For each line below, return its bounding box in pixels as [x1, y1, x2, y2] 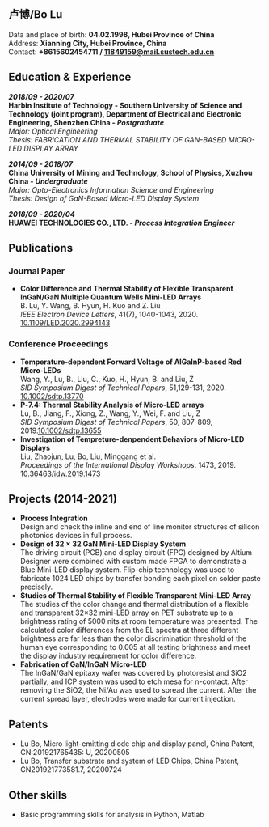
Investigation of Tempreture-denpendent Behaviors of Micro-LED [19, 434, 245, 443]
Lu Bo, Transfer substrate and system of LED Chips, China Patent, [19, 756, 240, 766]
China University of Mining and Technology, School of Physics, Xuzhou [8, 168, 253, 177]
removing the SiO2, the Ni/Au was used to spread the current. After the [19, 685, 257, 695]
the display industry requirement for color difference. [19, 651, 197, 661]
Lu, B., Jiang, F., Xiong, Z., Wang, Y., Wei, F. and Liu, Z [19, 408, 201, 418]
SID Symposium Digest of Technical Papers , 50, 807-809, [19, 417, 213, 426]
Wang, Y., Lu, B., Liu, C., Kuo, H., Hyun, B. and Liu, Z [19, 374, 194, 384]
